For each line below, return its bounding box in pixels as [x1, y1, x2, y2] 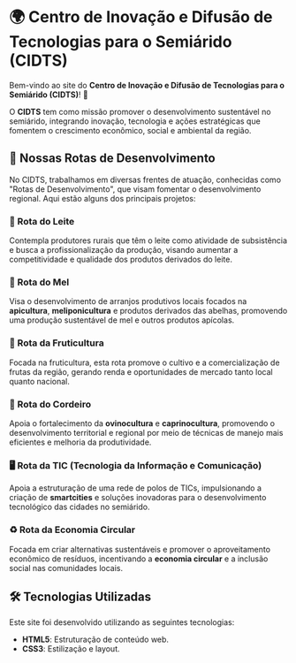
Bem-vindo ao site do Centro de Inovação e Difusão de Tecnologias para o [9, 80, 285, 90]
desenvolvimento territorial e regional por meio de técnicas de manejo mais [9, 427, 284, 438]
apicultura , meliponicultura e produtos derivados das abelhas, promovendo [9, 306, 288, 316]
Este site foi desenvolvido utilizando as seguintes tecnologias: [9, 617, 235, 628]
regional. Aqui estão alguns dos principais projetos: [9, 193, 196, 203]
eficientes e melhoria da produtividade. [9, 437, 152, 447]
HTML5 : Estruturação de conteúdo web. [21, 634, 170, 645]
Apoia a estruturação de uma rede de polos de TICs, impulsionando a [9, 483, 262, 493]
